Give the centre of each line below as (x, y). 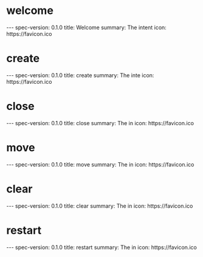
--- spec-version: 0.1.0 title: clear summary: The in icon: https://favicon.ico (100, 206)
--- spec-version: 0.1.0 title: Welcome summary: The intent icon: (87, 27)
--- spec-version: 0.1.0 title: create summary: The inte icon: (80, 75)
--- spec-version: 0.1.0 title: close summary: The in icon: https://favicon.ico (100, 123)
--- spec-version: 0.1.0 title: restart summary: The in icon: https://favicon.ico (102, 247)
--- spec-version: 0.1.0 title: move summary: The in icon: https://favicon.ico (100, 164)
